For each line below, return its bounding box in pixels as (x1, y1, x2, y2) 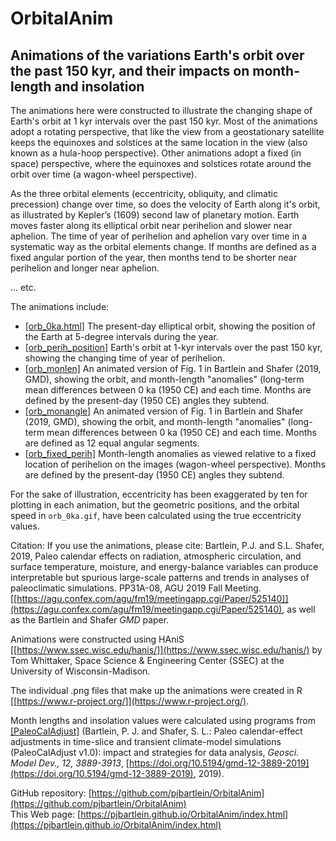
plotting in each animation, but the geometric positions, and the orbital (10, 499, 300, 511)
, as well (281, 603, 316, 615)
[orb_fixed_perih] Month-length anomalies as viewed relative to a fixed (24, 448, 317, 459)
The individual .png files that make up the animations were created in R (10, 685, 303, 696)
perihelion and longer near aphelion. (10, 262, 160, 274)
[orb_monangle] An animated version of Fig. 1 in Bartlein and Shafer (24, 405, 304, 417)
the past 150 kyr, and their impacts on (10, 62, 250, 79)
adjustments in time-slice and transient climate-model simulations (10, 736, 282, 747)
